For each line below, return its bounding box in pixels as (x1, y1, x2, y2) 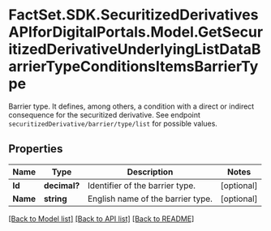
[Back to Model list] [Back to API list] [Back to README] (8, 213, 195, 224)
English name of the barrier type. (88, 193, 213, 204)
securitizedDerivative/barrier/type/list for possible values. (8, 118, 217, 128)
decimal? (43, 180, 80, 191)
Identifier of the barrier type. (88, 180, 196, 191)
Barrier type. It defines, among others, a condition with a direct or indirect (8, 101, 255, 111)
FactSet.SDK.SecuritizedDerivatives (8, 6, 259, 24)
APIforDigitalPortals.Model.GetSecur (8, 23, 264, 41)
